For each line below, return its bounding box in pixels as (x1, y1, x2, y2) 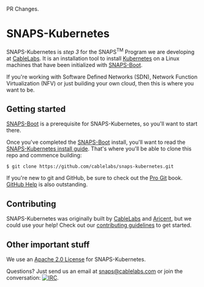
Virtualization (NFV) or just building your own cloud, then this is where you (6, 79, 194, 87)
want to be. (6, 86, 35, 93)
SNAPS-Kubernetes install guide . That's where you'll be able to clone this (6, 145, 192, 152)
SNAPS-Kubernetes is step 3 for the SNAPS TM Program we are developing (6, 47, 195, 55)
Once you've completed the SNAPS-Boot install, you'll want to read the (6, 138, 186, 146)
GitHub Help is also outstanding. (6, 181, 88, 188)
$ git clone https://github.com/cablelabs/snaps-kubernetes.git (6, 163, 174, 170)
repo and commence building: (6, 152, 82, 159)
